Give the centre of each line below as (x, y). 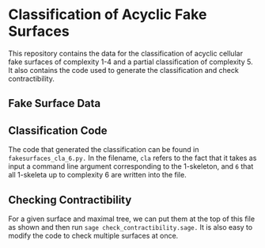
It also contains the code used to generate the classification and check (123, 70)
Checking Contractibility (70, 200)
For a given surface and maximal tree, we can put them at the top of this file (132, 219)
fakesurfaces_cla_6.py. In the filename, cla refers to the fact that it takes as (132, 158)
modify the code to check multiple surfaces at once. (93, 235)
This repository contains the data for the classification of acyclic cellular (126, 53)
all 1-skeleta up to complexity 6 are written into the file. (98, 175)
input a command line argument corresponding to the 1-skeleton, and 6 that (131, 166)
